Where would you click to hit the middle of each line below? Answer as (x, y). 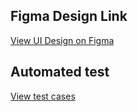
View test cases (43, 96)
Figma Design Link (69, 16)
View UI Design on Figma (62, 40)
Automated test (60, 72)
